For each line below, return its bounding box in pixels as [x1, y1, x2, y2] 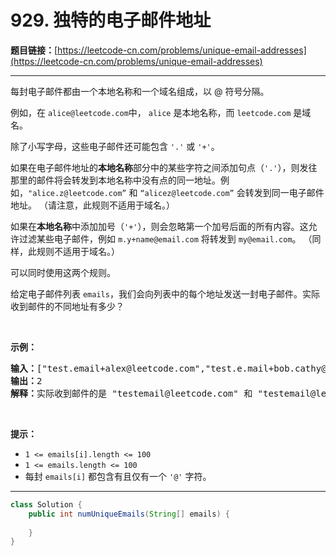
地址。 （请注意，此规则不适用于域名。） [10, 199, 175, 211]
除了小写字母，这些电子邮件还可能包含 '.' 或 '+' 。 [10, 140, 220, 152]
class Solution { [10, 499, 83, 510]
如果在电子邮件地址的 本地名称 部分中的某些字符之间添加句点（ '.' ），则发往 [10, 161, 318, 173]
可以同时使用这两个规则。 [10, 266, 116, 278]
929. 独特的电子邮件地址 [10, 9, 212, 32]
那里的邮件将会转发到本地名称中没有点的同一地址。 [10, 174, 221, 186]
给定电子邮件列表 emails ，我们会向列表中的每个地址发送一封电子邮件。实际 [10, 287, 320, 300]
